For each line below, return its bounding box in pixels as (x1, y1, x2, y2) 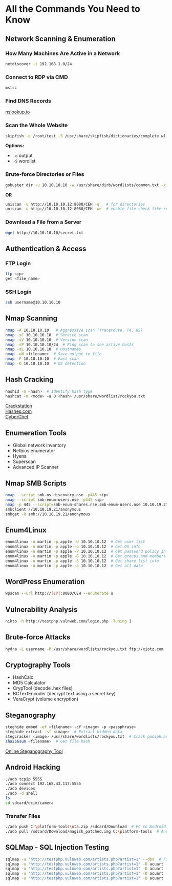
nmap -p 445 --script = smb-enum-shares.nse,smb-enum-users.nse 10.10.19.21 (5, 502, 168, 507)
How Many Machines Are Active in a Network (5, 50, 120, 57)
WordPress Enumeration (5, 577, 85, 586)
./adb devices (5, 786, 36, 791)
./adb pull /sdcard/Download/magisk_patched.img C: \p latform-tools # (5, 829, 159, 834)
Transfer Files (5, 812, 41, 819)
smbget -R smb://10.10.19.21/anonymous (5, 511, 91, 517)
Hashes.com (5, 408, 32, 414)
